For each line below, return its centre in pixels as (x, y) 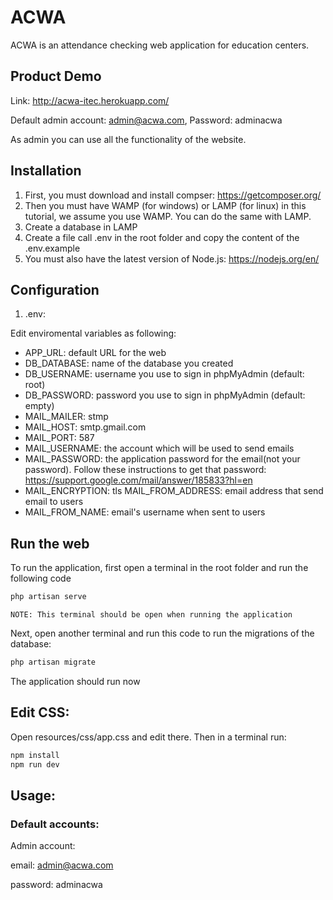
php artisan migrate (53, 662)
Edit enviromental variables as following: (93, 333)
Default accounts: (55, 824)
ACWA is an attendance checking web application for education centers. (160, 45)
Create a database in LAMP (81, 227)
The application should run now (75, 681)
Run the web (50, 543)
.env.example (52, 248)
